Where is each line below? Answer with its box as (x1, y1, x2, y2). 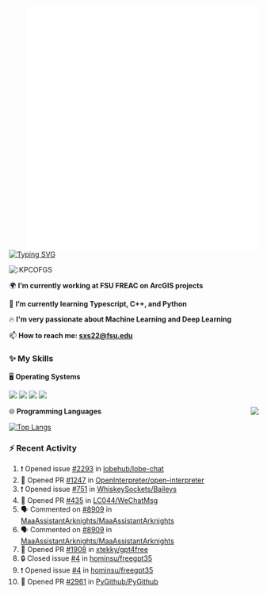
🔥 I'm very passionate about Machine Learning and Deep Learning (9, 314, 232, 324)
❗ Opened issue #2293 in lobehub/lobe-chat (20, 464, 165, 474)
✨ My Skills (9, 353, 54, 364)
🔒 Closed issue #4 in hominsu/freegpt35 (20, 554, 153, 563)
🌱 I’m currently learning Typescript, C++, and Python (9, 299, 187, 308)
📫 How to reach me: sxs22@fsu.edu (9, 330, 133, 340)
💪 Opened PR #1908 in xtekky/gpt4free (20, 545, 149, 554)
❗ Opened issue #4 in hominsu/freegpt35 (20, 565, 154, 575)
